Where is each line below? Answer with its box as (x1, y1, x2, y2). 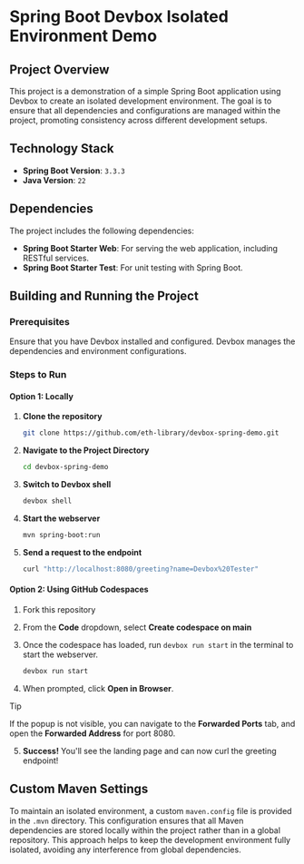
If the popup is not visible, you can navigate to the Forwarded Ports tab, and (9, 718, 296, 729)
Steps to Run (9, 368, 67, 381)
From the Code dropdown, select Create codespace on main (22, 622, 252, 633)
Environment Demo (9, 25, 157, 46)
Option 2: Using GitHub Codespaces (9, 584, 149, 595)
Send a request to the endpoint (22, 546, 142, 557)
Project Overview (9, 62, 110, 77)
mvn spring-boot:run (22, 531, 101, 540)
